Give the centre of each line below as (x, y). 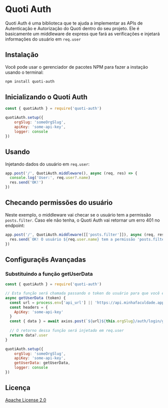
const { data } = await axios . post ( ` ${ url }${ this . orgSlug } (72, 321)
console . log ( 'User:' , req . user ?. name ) (50, 178)
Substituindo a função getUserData (49, 274)
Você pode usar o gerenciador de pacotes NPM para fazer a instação (77, 67)
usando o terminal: (24, 72)
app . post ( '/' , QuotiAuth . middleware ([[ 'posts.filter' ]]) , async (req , (80, 235)
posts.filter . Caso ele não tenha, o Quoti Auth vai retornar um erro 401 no (82, 220)
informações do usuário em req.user (43, 39)
